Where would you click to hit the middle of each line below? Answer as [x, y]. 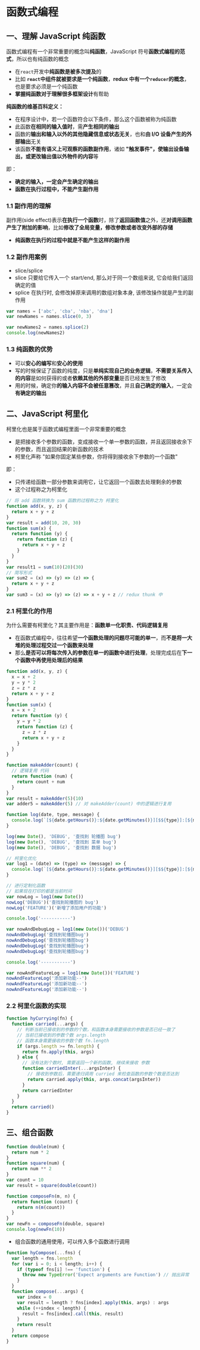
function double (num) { [36, 1146]
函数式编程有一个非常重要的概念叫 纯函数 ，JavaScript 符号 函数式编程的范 [96, 51]
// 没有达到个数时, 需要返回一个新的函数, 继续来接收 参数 [86, 1063]
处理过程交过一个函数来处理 [59, 645]
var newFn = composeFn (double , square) [56, 1224]
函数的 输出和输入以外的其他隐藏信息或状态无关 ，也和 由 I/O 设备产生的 [101, 134]
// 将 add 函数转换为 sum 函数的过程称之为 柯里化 [62, 501]
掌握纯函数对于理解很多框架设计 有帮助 [62, 94]
